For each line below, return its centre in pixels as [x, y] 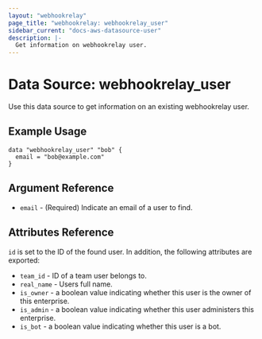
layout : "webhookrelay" [48, 16]
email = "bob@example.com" [60, 157]
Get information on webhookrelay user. [81, 45]
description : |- [35, 38]
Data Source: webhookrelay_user [120, 85]
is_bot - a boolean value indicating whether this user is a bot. [120, 326]
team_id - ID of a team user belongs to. [83, 275]
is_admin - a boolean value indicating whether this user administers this [137, 309]
